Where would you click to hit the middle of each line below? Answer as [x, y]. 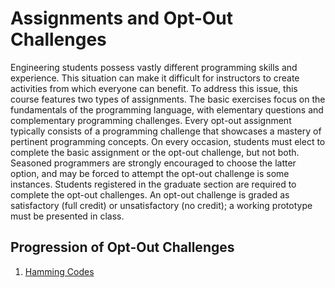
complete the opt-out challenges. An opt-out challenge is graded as [150, 194]
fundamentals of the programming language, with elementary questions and [167, 109]
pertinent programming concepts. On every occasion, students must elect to [168, 141]
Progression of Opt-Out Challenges [122, 247]
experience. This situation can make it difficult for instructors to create [155, 78]
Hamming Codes [59, 271]
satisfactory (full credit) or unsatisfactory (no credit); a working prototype [161, 205]
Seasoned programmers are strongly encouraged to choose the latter [153, 163]
